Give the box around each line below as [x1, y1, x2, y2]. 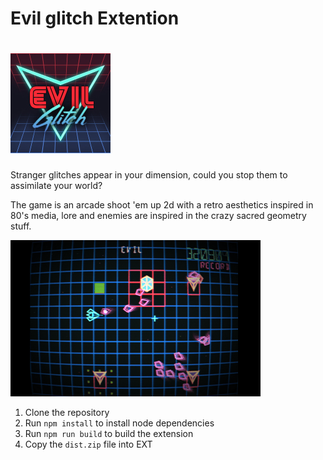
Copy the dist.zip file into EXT [24, 438, 153, 451]
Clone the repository [24, 407, 110, 419]
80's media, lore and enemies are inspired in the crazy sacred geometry [10, 210, 307, 222]
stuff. [10, 220, 32, 232]
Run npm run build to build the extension [24, 428, 194, 440]
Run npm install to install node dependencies [24, 417, 215, 429]
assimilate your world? [10, 180, 103, 192]
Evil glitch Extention [10, 7, 180, 30]
